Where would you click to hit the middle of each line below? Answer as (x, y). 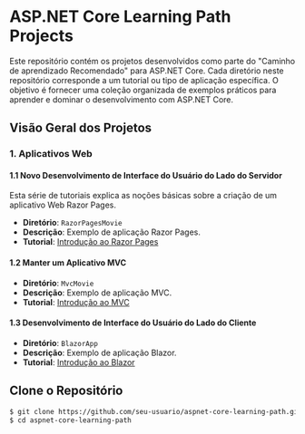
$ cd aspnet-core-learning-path (70, 420)
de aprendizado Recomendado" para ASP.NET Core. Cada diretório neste (147, 71)
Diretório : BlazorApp (60, 342)
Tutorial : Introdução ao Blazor (79, 362)
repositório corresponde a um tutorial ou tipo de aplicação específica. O (144, 80)
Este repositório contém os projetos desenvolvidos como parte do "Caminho (152, 61)
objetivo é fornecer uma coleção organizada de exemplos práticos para (143, 90)
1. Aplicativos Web (51, 154)
